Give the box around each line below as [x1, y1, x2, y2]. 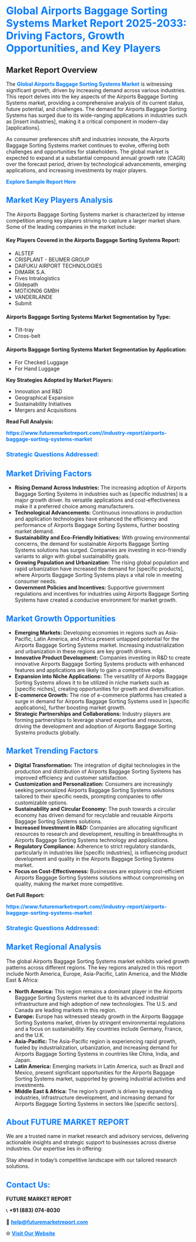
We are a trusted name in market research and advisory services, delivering [6, 1133, 189, 1140]
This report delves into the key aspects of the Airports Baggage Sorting [6, 93, 178, 100]
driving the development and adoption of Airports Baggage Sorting [14, 723, 176, 730]
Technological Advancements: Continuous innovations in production [14, 509, 183, 516]
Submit [14, 300, 32, 307]
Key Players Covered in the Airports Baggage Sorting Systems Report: [6, 237, 180, 244]
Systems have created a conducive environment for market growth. [14, 596, 177, 603]
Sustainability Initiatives [14, 401, 72, 408]
